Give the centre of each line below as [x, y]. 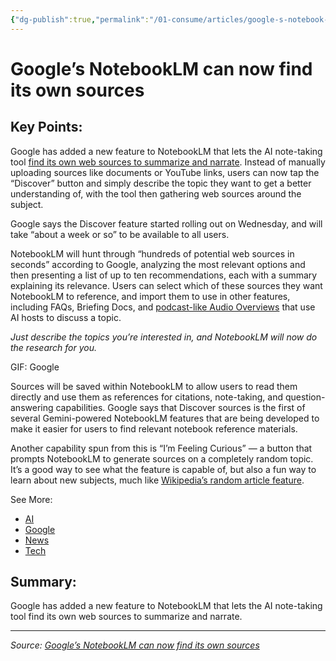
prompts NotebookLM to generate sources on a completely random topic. [162, 458]
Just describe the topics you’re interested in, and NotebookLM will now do [164, 337]
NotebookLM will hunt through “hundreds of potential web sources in [152, 253]
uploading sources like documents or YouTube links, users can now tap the [165, 172]
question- [305, 397]
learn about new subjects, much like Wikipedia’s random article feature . [157, 480]
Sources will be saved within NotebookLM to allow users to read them [154, 386]
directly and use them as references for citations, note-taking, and [147, 397]
